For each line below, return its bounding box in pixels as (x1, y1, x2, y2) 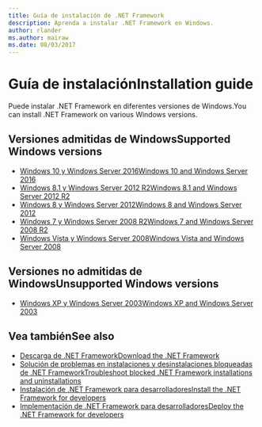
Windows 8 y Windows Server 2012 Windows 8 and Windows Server (19, 200, 243, 209)
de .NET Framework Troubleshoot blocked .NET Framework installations (19, 368, 253, 377)
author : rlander (8, 26, 62, 34)
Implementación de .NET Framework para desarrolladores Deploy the (19, 401, 244, 410)
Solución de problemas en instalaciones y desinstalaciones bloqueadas (19, 359, 253, 368)
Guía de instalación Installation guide (8, 75, 253, 93)
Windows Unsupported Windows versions (8, 277, 219, 291)
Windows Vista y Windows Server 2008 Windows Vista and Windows (19, 233, 245, 242)
